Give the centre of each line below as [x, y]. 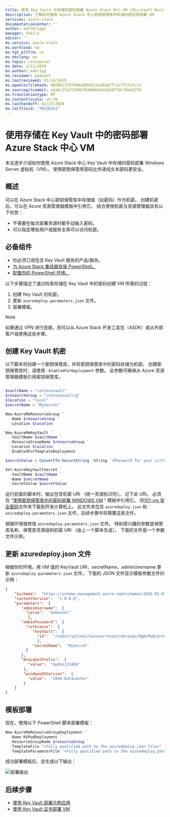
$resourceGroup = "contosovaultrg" [43, 396]
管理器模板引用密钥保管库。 [34, 377]
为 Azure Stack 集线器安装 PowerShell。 [54, 266]
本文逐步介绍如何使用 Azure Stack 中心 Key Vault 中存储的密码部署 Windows [85, 163]
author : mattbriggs [26, 29]
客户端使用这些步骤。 [27, 334]
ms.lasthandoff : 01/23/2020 [35, 104]
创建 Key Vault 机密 [36, 351]
